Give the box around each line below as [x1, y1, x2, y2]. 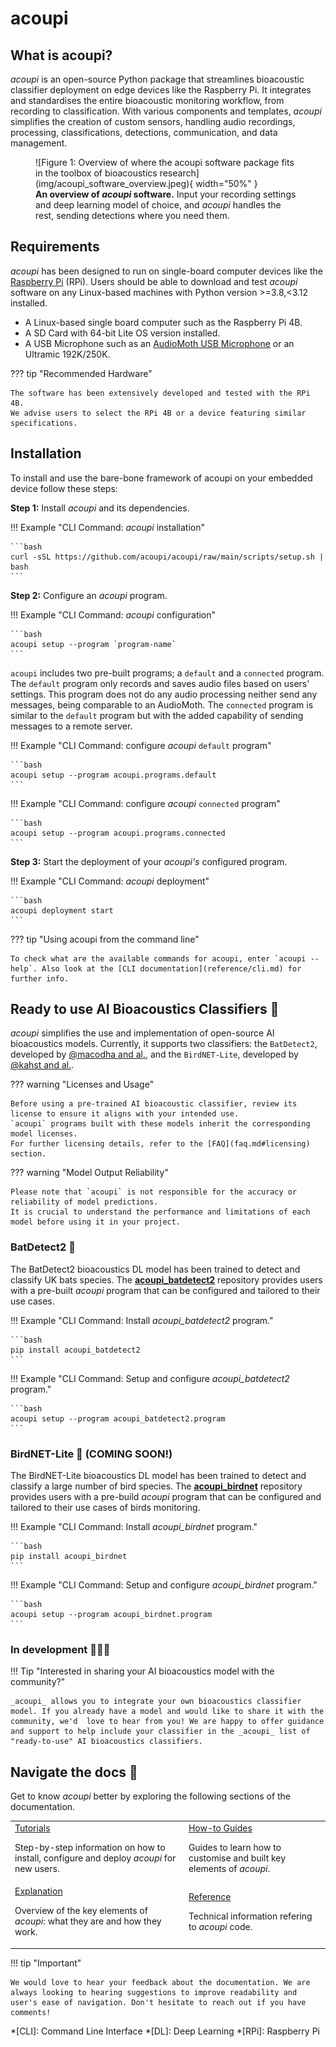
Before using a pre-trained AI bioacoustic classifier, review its [10, 1099, 298, 1109]
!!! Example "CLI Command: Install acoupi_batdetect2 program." [10, 1314, 274, 1326]
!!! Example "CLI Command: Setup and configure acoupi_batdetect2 [10, 1372, 290, 1384]
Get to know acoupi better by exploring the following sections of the [10, 1790, 292, 1802]
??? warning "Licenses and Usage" [10, 1078, 155, 1091]
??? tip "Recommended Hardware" [10, 367, 153, 379]
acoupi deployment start [10, 905, 114, 916]
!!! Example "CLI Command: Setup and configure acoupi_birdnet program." [10, 1579, 318, 1591]
